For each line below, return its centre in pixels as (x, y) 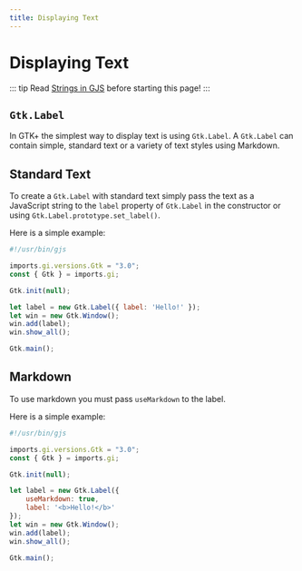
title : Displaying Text (54, 18)
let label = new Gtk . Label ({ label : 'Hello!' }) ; (105, 307)
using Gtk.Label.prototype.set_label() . (85, 215)
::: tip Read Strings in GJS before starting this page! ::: (110, 88)
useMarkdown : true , (63, 499)
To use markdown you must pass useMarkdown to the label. (118, 399)
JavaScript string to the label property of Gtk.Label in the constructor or (145, 206)
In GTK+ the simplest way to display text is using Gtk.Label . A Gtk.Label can (151, 136)
